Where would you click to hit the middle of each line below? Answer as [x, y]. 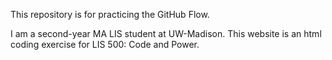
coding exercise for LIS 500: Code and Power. [105, 44]
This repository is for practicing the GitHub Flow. [110, 14]
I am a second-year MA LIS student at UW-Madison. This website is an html [166, 33]
